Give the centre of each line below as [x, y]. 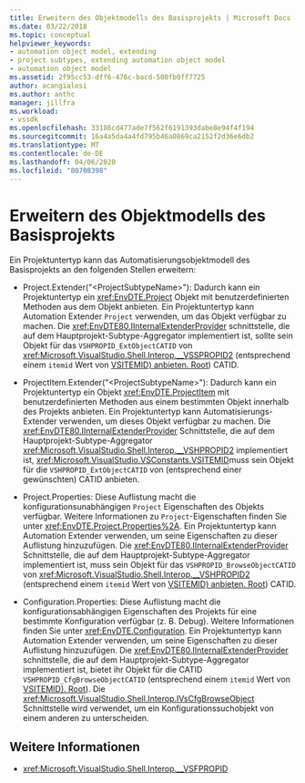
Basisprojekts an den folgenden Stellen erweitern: [103, 270]
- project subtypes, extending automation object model [117, 60]
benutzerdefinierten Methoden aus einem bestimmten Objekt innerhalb [156, 402]
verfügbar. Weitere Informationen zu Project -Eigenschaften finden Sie [154, 517]
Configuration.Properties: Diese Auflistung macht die [122, 602]
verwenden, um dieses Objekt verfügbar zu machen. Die [165, 421]
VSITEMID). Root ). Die [64, 689]
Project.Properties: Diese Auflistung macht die [109, 497]
